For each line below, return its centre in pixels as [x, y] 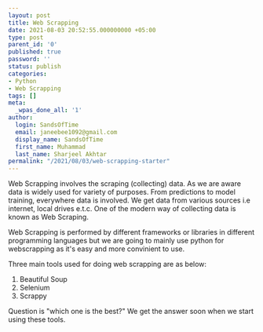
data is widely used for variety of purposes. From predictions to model [122, 192]
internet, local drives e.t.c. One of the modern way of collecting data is [122, 209]
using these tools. [37, 319]
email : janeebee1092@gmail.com [66, 132]
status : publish [35, 67]
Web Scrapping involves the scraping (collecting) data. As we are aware [125, 184]
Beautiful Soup [44, 279]
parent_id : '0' [33, 45]
